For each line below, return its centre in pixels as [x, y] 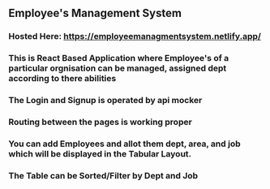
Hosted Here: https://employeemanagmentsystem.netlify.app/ [135, 37]
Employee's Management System [95, 13]
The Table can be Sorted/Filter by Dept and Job [103, 175]
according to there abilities [62, 79]
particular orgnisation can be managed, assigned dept [118, 68]
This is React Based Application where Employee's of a [119, 58]
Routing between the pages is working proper [100, 122]
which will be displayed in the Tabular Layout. [100, 154]
